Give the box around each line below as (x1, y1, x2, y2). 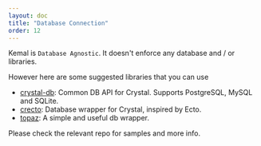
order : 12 (8, 26, 42, 34)
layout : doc (8, 11, 48, 20)
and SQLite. (19, 97, 59, 106)
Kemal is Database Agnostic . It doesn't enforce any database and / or (8, 49, 235, 58)
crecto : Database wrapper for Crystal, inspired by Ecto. (19, 105, 202, 114)
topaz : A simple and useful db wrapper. (19, 113, 150, 123)
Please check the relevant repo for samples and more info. (8, 128, 201, 138)
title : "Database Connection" (8, 19, 109, 27)
